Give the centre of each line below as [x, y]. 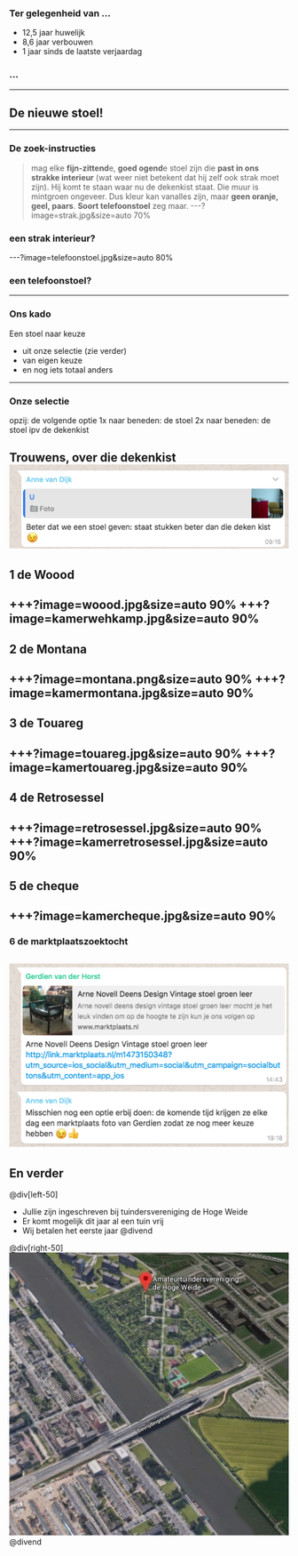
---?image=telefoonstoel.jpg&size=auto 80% [91, 257]
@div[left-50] [34, 1195]
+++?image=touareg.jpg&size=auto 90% [125, 754]
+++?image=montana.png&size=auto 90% [131, 680]
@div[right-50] [36, 1248]
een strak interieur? [52, 238]
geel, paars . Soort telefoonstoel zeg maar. [110, 205]
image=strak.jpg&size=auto [81, 215]
